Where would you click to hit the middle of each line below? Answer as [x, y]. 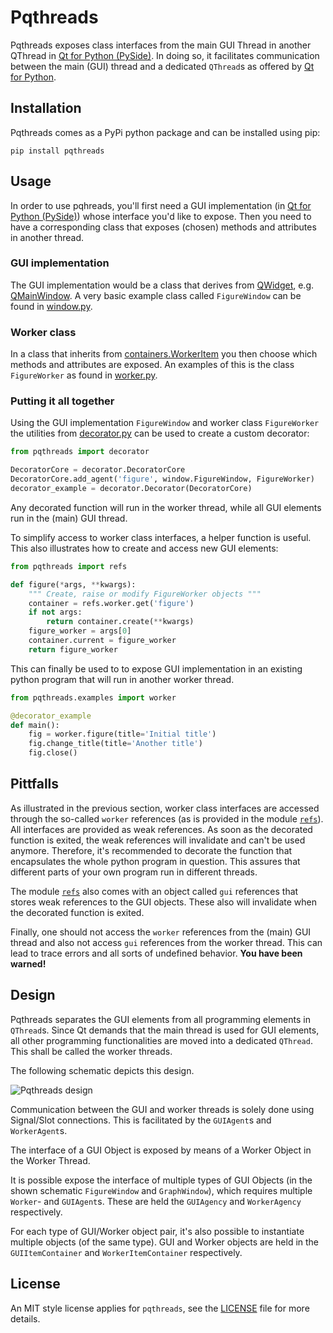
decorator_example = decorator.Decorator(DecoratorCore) [131, 489]
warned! [28, 963]
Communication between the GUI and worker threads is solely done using [162, 1109]
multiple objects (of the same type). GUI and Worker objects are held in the [165, 1242]
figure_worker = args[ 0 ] [80, 631]
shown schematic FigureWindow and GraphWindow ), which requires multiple [161, 1190]
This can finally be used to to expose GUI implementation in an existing [156, 668]
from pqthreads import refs [69, 566]
